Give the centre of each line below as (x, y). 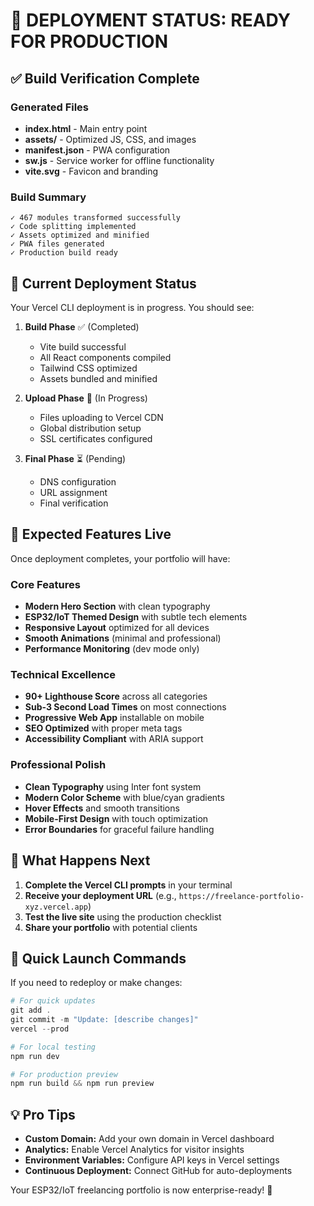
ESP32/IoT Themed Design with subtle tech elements (136, 617)
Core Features (45, 584)
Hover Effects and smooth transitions (102, 808)
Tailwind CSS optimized (88, 368)
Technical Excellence (63, 675)
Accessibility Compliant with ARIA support (114, 739)
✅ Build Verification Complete (105, 78)
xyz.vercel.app (56, 907)
